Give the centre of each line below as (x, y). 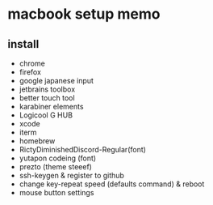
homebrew (37, 141)
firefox (30, 72)
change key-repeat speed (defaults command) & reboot (112, 184)
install (23, 44)
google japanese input (56, 81)
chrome (32, 63)
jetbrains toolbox (47, 89)
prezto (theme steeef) (55, 167)
